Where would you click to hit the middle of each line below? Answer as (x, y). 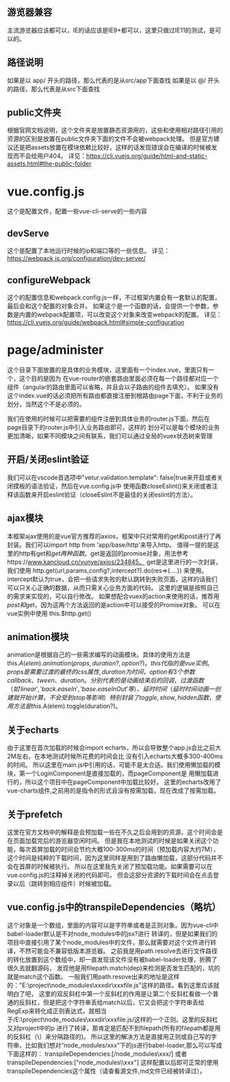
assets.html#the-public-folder (49, 164)
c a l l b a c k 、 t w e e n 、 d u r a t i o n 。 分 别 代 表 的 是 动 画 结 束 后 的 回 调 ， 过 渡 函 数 (105, 681)
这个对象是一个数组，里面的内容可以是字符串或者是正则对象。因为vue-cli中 (113, 925)
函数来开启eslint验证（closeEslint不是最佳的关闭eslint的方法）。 (108, 494)
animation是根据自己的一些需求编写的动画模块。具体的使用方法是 (99, 655)
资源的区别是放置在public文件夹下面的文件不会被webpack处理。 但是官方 (111, 139)
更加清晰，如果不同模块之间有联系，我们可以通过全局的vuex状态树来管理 (110, 436)
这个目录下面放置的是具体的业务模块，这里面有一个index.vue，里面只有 (108, 370)
